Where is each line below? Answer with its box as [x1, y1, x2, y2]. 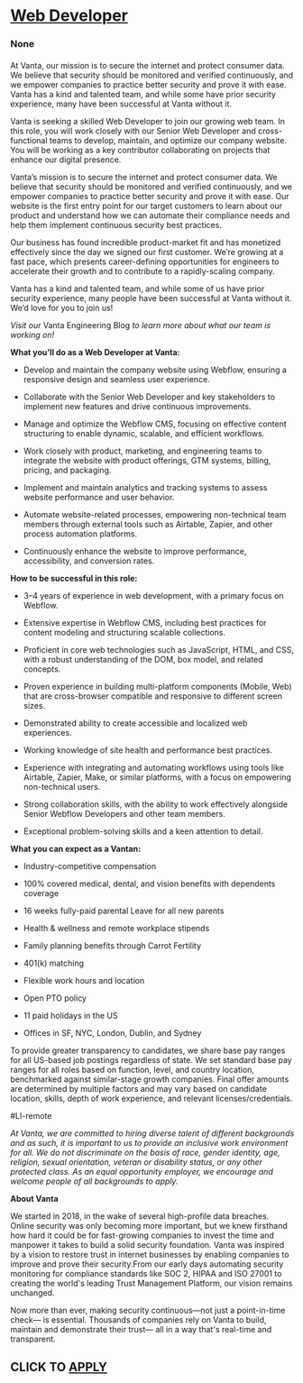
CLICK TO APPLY [10, 1360, 107, 1375]
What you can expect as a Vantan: [10, 843, 142, 854]
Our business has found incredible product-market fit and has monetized [10, 236, 281, 248]
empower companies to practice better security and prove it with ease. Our [10, 190, 289, 201]
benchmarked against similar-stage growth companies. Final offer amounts [10, 1074, 289, 1085]
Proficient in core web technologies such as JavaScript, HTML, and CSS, [23, 644, 295, 655]
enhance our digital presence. [10, 154, 122, 165]
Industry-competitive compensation [23, 860, 157, 871]
